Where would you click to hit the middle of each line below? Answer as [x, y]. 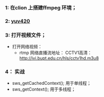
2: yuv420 [17, 21]
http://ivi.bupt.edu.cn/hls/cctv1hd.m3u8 [59, 58]
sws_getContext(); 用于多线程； [44, 89]
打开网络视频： [27, 47]
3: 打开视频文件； [26, 35]
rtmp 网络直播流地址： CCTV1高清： [56, 53]
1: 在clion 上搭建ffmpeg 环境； [41, 7]
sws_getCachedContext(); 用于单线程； [52, 83]
